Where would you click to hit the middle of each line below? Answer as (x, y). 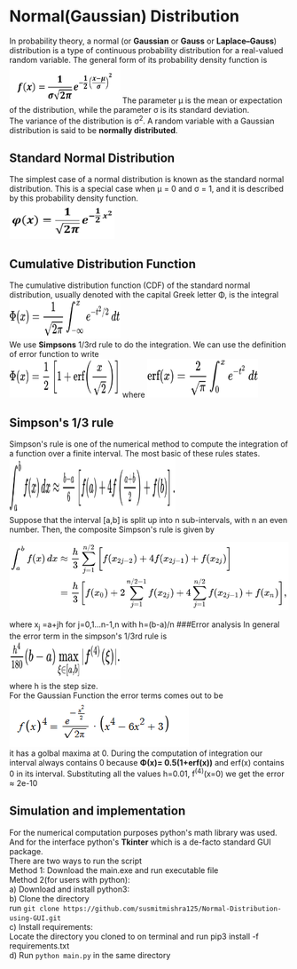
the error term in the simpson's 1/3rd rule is (88, 636)
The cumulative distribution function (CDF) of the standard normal (130, 285)
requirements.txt (39, 945)
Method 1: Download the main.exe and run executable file (114, 870)
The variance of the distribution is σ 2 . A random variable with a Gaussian (142, 120)
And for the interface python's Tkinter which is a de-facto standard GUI (141, 842)
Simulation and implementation (98, 811)
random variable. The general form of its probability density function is (138, 60)
